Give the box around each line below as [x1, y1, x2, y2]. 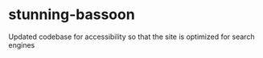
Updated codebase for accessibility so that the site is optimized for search [8, 32, 255, 41]
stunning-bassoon [8, 6, 135, 24]
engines [8, 40, 35, 49]
